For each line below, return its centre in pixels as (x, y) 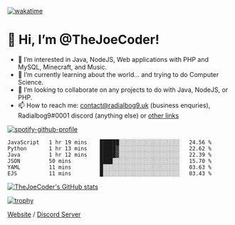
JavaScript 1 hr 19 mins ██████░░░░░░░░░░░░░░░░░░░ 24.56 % (110, 142)
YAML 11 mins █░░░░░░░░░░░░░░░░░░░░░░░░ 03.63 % (110, 167)
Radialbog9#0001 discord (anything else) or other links (98, 115)
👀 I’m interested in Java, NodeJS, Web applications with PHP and (113, 59)
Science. (31, 82)
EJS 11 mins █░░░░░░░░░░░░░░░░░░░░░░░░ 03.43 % (110, 173)
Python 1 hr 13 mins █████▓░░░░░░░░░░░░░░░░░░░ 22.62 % (110, 148)
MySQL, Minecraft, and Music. (62, 67)
